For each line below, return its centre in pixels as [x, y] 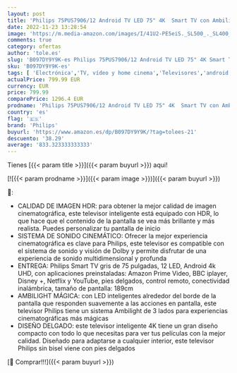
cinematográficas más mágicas [63, 319]
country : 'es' [28, 112]
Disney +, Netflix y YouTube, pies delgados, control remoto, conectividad [123, 281]
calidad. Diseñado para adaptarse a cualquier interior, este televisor [116, 341]
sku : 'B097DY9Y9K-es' [39, 66]
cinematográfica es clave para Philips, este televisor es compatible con [121, 243]
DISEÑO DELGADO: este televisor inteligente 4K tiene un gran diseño [118, 326]
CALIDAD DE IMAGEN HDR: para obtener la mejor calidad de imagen [117, 206]
